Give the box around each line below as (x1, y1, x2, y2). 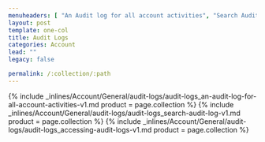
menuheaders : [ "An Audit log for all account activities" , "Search (8, 11, 238, 20)
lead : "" (8, 48, 37, 56)
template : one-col (8, 26, 69, 34)
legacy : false (8, 56, 55, 64)
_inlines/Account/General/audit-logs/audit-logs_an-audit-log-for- (45, 92, 257, 101)
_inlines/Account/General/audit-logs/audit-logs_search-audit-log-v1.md (8, 108, 241, 118)
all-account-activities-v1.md (8, 99, 100, 109)
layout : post (8, 19, 51, 27)
